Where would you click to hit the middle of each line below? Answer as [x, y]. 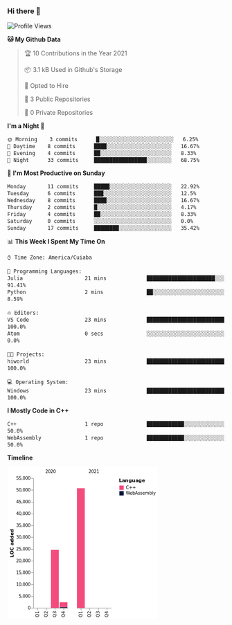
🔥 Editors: [23, 313]
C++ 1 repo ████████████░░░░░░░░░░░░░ [116, 424]
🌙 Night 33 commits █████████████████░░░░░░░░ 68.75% [103, 161]
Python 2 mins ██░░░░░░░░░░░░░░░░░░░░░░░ [116, 292]
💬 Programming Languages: [44, 272]
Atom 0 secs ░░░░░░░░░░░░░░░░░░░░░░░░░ [116, 334]
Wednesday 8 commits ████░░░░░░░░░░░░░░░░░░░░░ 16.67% [103, 201]
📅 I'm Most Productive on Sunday [56, 173]
